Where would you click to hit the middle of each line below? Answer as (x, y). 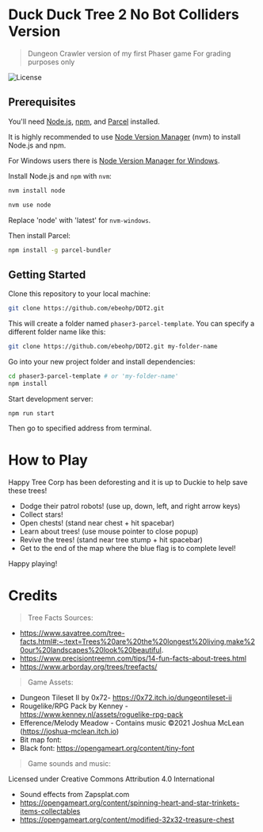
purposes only (51, 62)
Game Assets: (50, 682)
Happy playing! (33, 563)
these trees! (28, 491)
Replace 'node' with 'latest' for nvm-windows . (80, 220)
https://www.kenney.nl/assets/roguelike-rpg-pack (101, 714)
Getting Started (47, 274)
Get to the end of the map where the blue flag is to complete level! (128, 548)
